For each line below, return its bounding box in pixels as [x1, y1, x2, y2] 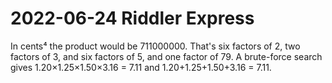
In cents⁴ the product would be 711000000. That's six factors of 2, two [10, 40, 301, 52]
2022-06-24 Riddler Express [10, 7, 255, 30]
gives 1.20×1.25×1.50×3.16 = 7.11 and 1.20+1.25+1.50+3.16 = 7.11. [10, 61, 272, 73]
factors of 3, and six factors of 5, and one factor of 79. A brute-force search [10, 50, 323, 62]
